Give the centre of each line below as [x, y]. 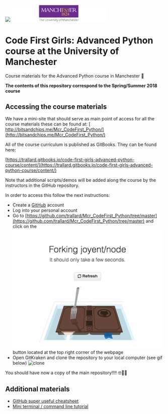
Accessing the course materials [56, 107]
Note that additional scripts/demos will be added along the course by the [81, 180]
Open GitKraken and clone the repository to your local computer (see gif [87, 358]
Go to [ [20, 216]
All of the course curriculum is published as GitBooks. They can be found [81, 145]
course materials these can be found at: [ [48, 124]
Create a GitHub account [38, 205]
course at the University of [62, 51]
